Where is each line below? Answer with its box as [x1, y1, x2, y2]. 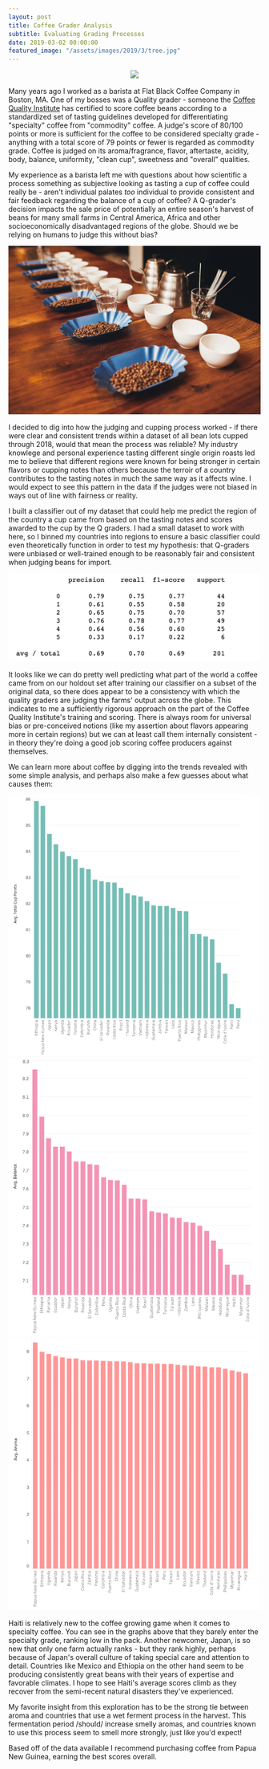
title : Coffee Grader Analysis [8, 21, 113, 30]
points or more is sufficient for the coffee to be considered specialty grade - [8, 129, 259, 139]
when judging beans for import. [8, 558, 112, 567]
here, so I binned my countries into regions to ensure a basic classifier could [8, 532, 260, 542]
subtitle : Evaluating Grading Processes [8, 30, 146, 38]
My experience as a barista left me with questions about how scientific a [8, 170, 247, 180]
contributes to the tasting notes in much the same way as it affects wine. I [8, 474, 251, 483]
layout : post [8, 13, 52, 21]
